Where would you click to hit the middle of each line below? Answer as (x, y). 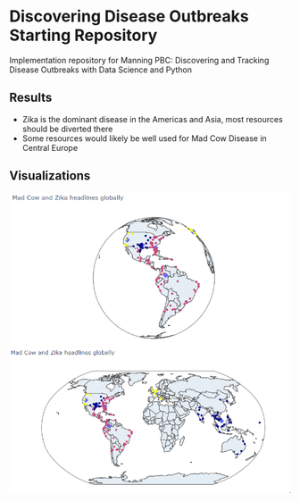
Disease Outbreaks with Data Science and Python (101, 70)
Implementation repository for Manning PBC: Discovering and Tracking (139, 60)
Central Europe (50, 147)
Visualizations (50, 176)
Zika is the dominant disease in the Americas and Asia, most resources (152, 119)
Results (31, 98)
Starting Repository (83, 35)
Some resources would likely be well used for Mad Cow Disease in (145, 138)
